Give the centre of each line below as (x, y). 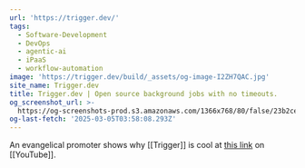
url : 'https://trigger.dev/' (64, 18)
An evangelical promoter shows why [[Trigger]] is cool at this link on (137, 145)
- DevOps (34, 43)
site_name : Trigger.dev (54, 85)
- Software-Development (62, 35)
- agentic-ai (42, 52)
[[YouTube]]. (33, 154)
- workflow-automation (60, 69)
